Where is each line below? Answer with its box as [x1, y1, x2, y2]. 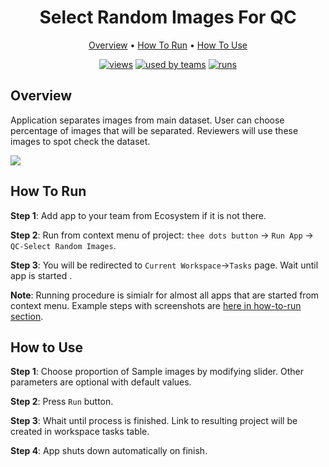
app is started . [10, 269, 73, 281]
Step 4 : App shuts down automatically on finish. [10, 445, 208, 457]
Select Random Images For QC [39, 6, 297, 29]
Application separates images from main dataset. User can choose [10, 114, 285, 126]
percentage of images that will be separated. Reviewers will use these [10, 124, 299, 136]
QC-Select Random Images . [10, 239, 117, 251]
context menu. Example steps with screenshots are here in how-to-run [10, 299, 302, 311]
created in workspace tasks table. [10, 426, 150, 438]
